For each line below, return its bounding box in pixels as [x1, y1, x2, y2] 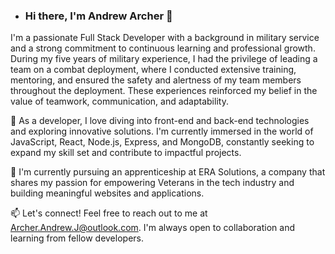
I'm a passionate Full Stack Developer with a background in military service [10, 32, 320, 44]
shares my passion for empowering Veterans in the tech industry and [10, 177, 295, 189]
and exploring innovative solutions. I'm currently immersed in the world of [10, 125, 314, 138]
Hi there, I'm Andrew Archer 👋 [24, 9, 173, 23]
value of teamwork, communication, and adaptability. [10, 95, 229, 108]
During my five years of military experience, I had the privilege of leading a [10, 53, 318, 65]
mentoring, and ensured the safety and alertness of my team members [10, 74, 302, 86]
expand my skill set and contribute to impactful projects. [10, 147, 242, 159]
